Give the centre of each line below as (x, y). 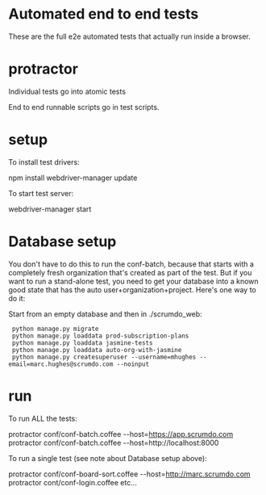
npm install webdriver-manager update (73, 178)
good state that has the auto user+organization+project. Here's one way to (132, 289)
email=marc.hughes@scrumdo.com (61, 364)
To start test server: (41, 193)
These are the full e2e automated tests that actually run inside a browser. (130, 36)
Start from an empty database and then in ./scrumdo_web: (106, 314)
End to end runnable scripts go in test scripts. (84, 107)
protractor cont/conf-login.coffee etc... (73, 482)
